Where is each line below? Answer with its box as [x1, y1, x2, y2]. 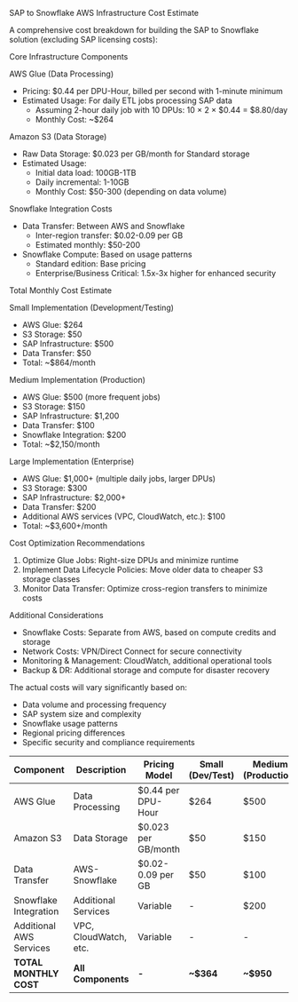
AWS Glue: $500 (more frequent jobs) [21, 392, 161, 402]
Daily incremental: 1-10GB [35, 177, 129, 187]
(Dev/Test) [188, 769, 235, 781]
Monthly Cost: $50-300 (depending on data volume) [35, 187, 228, 196]
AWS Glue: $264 [21, 320, 83, 330]
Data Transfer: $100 [21, 420, 95, 430]
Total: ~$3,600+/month [21, 521, 108, 531]
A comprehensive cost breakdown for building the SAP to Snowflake [9, 25, 259, 35]
